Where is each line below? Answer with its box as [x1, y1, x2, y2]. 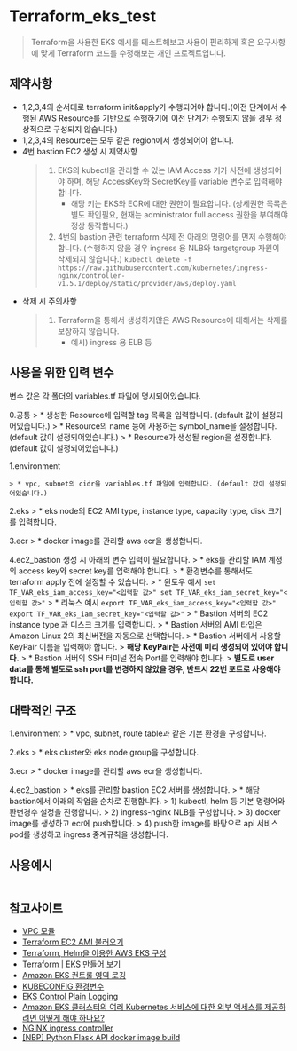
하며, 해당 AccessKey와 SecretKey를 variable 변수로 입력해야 [66, 176, 283, 186]
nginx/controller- [57, 271, 126, 281]
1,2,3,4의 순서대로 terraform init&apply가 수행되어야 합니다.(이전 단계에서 [21, 101, 278, 112]
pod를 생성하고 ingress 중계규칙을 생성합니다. [9, 829, 168, 840]
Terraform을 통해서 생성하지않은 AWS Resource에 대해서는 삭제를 [57, 314, 288, 325]
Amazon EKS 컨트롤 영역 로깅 [21, 970, 127, 980]
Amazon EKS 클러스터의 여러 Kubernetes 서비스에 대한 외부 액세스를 [21, 1001, 263, 1012]
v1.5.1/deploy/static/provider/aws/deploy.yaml [57, 279, 237, 288]
